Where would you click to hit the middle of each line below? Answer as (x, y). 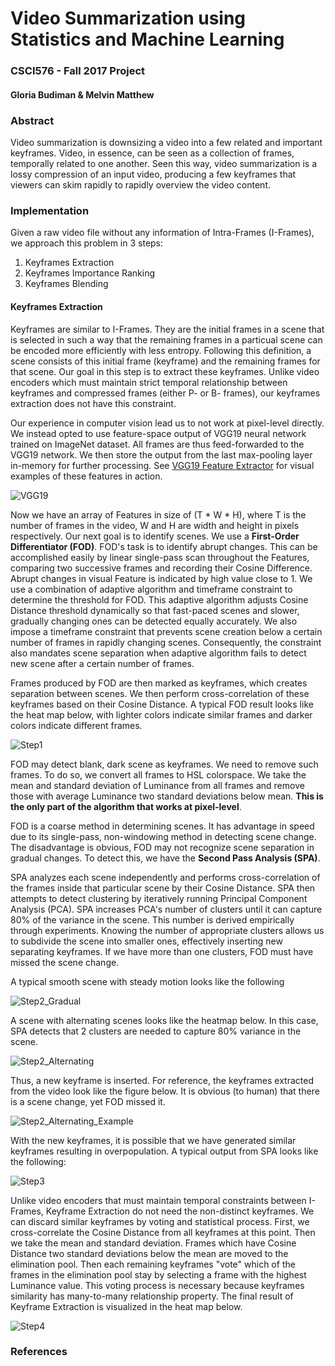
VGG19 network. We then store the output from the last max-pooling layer (161, 454)
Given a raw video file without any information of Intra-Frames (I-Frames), (162, 233)
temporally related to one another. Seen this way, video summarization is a (163, 163)
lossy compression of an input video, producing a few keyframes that (153, 174)
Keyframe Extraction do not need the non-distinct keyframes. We (180, 1211)
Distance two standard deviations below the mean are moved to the (149, 1253)
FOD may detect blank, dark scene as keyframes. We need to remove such (164, 764)
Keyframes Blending (66, 284)
